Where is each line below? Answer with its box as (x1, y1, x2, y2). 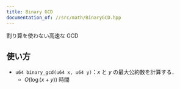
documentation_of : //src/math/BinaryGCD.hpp (6, 15, 121, 21)
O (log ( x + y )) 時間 (24, 76, 70, 84)
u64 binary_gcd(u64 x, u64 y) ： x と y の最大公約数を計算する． (15, 68, 178, 76)
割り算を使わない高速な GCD (6, 31, 79, 39)
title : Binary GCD (6, 8, 53, 15)
